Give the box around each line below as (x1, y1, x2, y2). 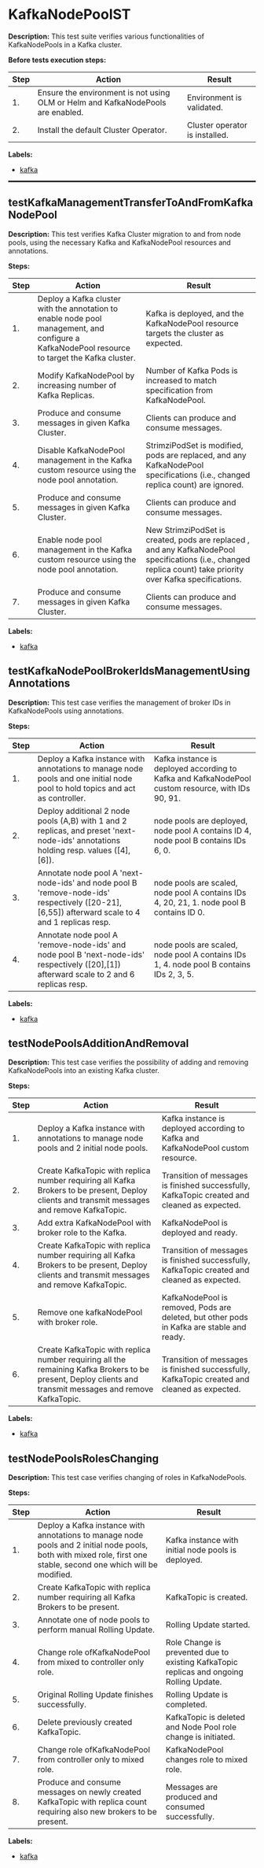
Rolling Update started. (165, 1619, 251, 1630)
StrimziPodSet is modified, (145, 439, 244, 450)
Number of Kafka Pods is (145, 364, 238, 375)
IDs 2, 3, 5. (153, 968, 194, 979)
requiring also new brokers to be (37, 1807, 157, 1818)
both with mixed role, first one (37, 1549, 148, 1560)
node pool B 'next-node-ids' (37, 949, 145, 960)
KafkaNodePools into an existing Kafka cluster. (8, 1066, 159, 1075)
